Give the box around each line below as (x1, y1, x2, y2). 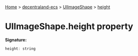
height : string (5, 46, 36, 51)
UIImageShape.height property (5, 21, 134, 32)
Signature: (5, 37, 27, 42)
